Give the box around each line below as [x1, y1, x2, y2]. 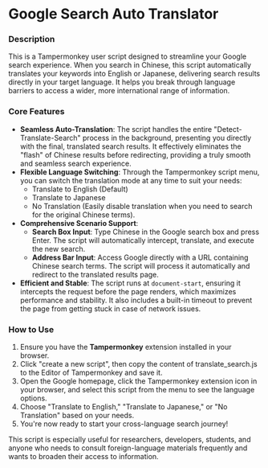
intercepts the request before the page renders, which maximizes [19, 286, 237, 296]
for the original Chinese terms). [31, 210, 136, 220]
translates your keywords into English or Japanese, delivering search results [8, 69, 261, 79]
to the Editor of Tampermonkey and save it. [19, 367, 163, 378]
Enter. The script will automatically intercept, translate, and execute [31, 235, 254, 245]
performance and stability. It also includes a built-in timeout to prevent [19, 295, 253, 305]
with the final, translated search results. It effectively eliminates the [19, 142, 242, 151]
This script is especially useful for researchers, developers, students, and [8, 435, 251, 445]
